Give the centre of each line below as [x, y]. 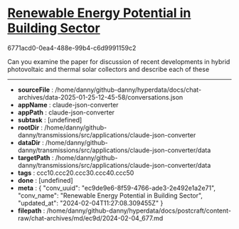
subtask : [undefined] [50, 119]
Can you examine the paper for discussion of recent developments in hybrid [119, 61]
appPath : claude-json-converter [66, 112]
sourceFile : [36, 90]
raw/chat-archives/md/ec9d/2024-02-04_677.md [90, 218]
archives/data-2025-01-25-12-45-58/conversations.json [100, 97]
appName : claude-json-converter [68, 105]
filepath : [31, 211]
